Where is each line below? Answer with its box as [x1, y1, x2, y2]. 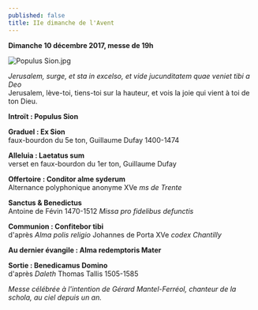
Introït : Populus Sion [8, 111, 79, 121]
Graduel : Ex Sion [8, 127, 65, 136]
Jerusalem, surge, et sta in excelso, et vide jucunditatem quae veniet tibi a [8, 71, 250, 80]
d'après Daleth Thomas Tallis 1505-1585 [8, 269, 139, 278]
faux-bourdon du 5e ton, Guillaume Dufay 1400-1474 [8, 135, 180, 144]
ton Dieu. [8, 96, 38, 106]
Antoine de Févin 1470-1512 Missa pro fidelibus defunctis [8, 206, 194, 215]
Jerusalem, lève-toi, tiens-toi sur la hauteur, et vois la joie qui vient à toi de [8, 88, 250, 97]
